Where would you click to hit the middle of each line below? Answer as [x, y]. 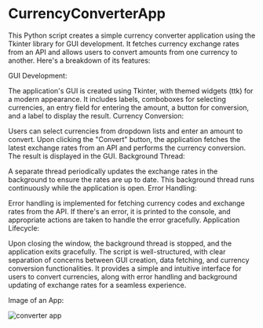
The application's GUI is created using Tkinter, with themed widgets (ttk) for [131, 90]
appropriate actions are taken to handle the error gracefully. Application [124, 220]
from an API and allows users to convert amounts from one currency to [123, 52]
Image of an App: [36, 300]
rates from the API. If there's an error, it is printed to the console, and [119, 211]
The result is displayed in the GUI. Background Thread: [97, 156]
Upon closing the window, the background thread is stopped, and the [120, 243]
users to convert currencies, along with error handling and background [123, 276]
